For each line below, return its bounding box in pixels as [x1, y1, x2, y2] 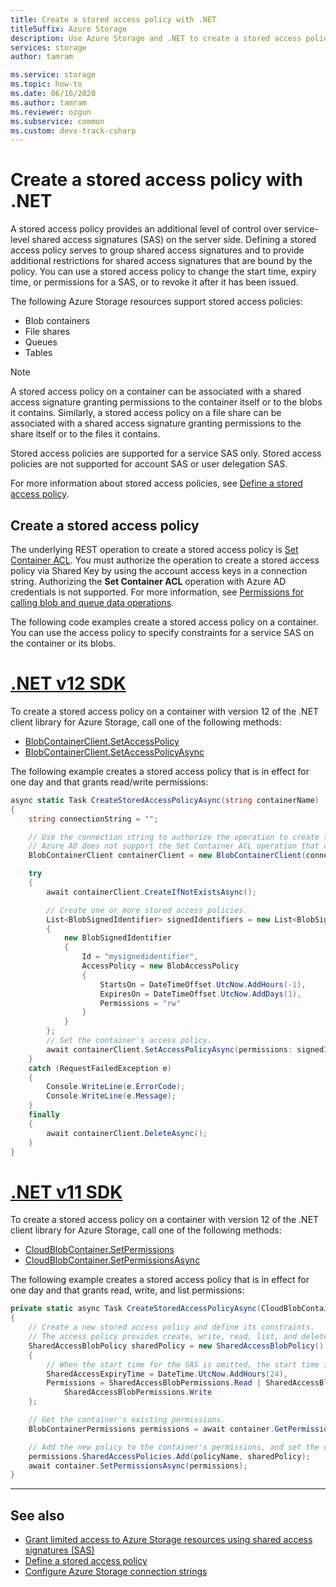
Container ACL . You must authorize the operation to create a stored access [10, 554, 320, 566]
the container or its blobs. [10, 637, 117, 649]
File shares [24, 326, 71, 338]
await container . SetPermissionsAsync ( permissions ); [28, 1461, 248, 1471]
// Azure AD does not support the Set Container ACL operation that [28, 841, 320, 851]
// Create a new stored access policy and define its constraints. [28, 1322, 315, 1333]
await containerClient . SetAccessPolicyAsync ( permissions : [46, 1044, 293, 1055]
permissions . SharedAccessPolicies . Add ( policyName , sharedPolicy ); [28, 1451, 311, 1461]
